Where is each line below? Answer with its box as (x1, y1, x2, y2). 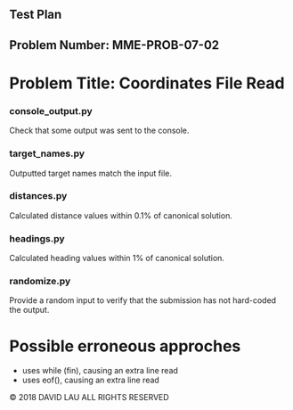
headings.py (9, 232, 65, 244)
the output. (9, 305, 50, 316)
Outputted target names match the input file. (9, 168, 172, 178)
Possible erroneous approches (9, 336, 241, 356)
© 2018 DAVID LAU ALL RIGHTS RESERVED (9, 392, 169, 403)
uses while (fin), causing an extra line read (21, 365, 178, 376)
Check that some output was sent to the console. (9, 125, 190, 136)
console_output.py (9, 104, 94, 117)
